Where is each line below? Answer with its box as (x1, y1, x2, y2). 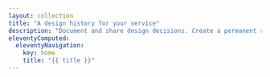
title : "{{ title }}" (22, 57, 95, 65)
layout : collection (8, 11, 74, 20)
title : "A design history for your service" (8, 19, 160, 27)
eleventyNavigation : (15, 42, 84, 50)
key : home (22, 49, 56, 57)
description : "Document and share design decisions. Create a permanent (8, 26, 257, 34)
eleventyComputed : (8, 34, 70, 43)
